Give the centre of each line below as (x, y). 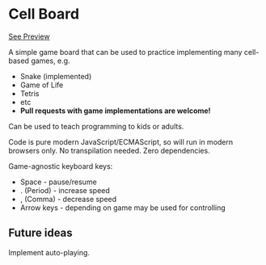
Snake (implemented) (56, 76)
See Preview (29, 36)
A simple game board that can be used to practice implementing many (125, 52)
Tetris (30, 93)
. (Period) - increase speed (65, 190)
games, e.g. (51, 61)
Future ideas (40, 233)
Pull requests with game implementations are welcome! (116, 111)
